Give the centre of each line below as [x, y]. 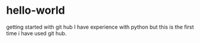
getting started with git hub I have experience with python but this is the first [100, 27]
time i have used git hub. [36, 33]
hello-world [36, 10]
